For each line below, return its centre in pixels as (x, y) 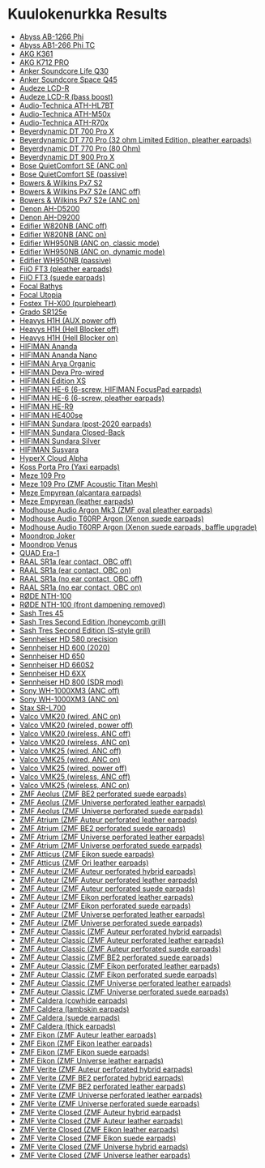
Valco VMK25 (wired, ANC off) (71, 751)
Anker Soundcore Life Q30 (64, 70)
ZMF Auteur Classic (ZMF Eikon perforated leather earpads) (120, 966)
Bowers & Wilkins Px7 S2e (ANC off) (80, 191)
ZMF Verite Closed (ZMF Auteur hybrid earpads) (100, 1112)
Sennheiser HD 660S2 (57, 664)
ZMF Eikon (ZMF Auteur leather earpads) (88, 1034)
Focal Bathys (41, 286)
